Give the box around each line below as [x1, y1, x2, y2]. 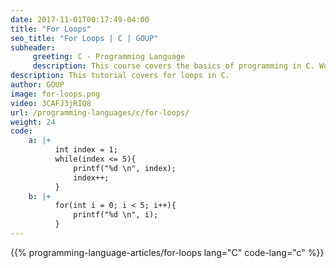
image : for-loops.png [10, 89, 101, 99]
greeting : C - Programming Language [32, 52, 186, 62]
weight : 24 [10, 117, 56, 127]
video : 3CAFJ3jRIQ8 [10, 98, 92, 108]
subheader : [10, 42, 56, 53]
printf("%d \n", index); [73, 163, 177, 173]
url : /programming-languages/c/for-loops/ [10, 107, 190, 118]
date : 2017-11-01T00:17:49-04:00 [10, 14, 150, 25]
